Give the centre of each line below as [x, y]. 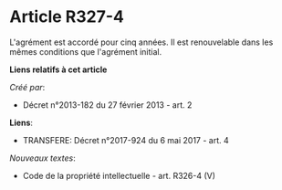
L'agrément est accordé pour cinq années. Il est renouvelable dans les [141, 42]
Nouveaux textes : [42, 158]
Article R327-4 [67, 17]
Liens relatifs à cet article [58, 69]
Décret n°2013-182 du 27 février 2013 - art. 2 [107, 105]
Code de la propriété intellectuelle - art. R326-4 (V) [119, 175]
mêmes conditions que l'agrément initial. [86, 51]
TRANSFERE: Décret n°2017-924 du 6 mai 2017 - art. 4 [126, 140]
